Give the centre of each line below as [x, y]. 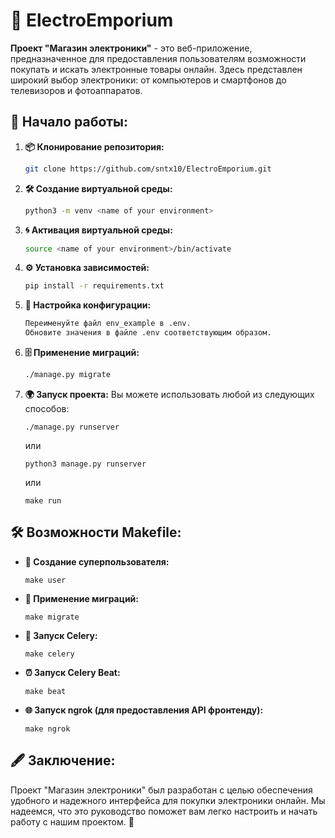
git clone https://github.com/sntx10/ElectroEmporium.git [148, 169]
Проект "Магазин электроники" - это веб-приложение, [131, 48]
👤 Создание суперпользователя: [97, 561]
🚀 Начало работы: [69, 122]
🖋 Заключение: [63, 760]
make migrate [52, 617]
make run [43, 500]
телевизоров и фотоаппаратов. [76, 90]
